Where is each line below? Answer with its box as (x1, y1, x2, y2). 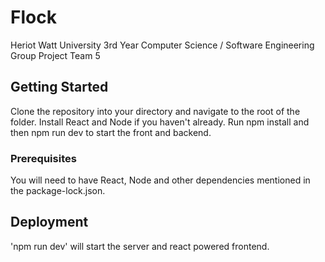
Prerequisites (10, 151, 77, 165)
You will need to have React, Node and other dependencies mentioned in (10, 174, 311, 186)
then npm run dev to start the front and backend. (10, 126, 212, 138)
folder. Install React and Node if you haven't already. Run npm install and (10, 116, 310, 128)
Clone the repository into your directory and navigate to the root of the (10, 105, 301, 117)
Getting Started (10, 79, 109, 96)
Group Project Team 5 (10, 49, 101, 61)
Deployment (10, 214, 89, 231)
